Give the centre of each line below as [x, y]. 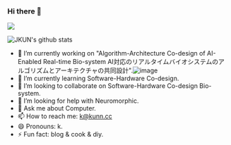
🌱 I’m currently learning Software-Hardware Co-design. [98, 78]
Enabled [30, 62]
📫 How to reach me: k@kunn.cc [65, 116]
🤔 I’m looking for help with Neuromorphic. [78, 101]
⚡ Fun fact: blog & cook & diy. [60, 134]
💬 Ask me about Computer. [57, 108]
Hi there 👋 [25, 11]
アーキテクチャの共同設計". [94, 70]
